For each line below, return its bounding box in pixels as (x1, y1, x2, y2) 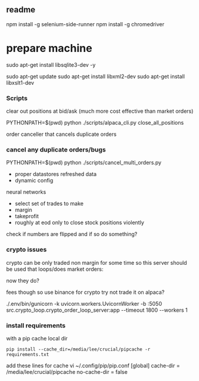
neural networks (6, 188, 46, 196)
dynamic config (14, 177, 54, 184)
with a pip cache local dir (6, 334, 68, 342)
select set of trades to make (14, 200, 84, 207)
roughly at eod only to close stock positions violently (14, 219, 145, 226)
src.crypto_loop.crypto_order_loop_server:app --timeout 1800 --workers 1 (6, 306, 188, 314)
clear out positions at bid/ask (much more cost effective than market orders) (6, 107, 194, 115)
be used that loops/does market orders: (6, 265, 104, 272)
